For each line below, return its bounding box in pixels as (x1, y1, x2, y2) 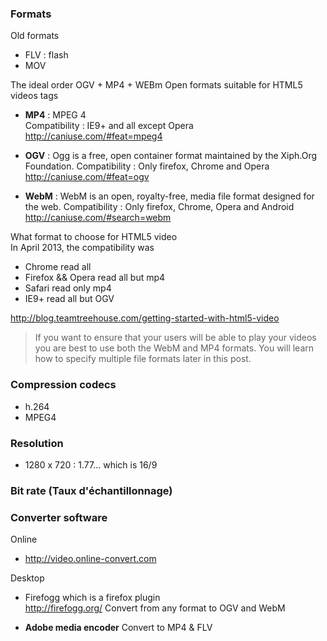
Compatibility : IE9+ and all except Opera (24, 120, 194, 132)
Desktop (10, 572, 45, 584)
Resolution (10, 436, 64, 450)
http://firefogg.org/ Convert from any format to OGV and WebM (24, 602, 286, 614)
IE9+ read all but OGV (24, 293, 115, 305)
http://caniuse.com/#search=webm (24, 212, 172, 224)
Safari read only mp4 (24, 282, 112, 294)
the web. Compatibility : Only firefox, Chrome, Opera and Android (24, 201, 295, 213)
